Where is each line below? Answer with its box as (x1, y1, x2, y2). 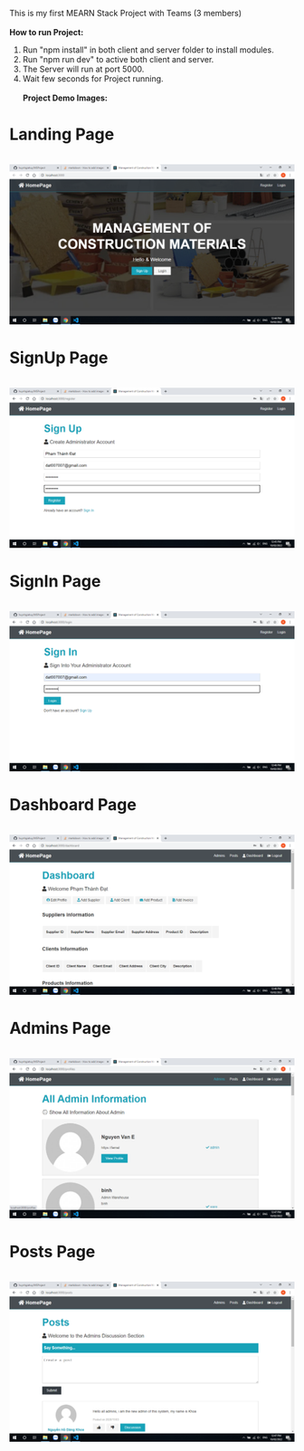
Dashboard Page (9, 795, 138, 815)
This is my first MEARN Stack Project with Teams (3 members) (9, 8, 242, 18)
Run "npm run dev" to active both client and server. (22, 54, 214, 64)
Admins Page (9, 1017, 111, 1038)
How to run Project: (9, 27, 84, 37)
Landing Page (9, 124, 115, 145)
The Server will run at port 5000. (22, 63, 145, 74)
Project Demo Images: (22, 92, 109, 103)
